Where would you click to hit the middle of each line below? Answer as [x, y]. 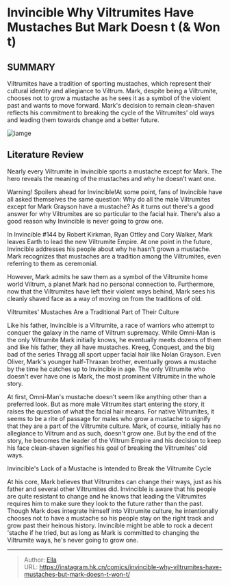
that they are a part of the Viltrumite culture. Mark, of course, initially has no [114, 426]
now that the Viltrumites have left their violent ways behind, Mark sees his [111, 291]
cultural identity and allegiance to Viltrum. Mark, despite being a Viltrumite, [112, 91]
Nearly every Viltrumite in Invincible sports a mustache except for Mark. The [115, 171]
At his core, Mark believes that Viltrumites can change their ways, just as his [115, 481]
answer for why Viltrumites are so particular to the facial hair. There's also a [114, 213]
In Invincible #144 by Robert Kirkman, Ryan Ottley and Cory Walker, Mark [110, 234]
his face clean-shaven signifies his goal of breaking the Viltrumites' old [107, 448]
